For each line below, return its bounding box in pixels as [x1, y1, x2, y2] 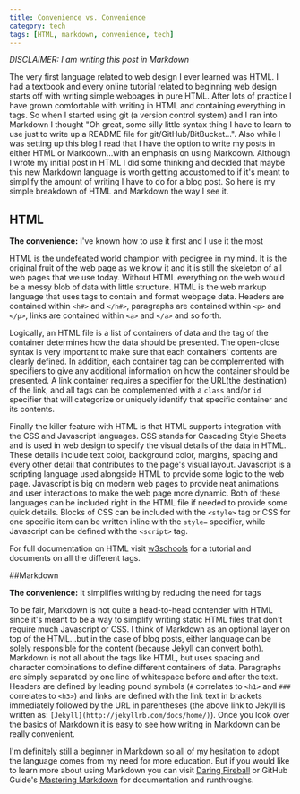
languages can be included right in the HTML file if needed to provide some [9, 497, 288, 508]
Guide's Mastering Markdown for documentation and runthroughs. [9, 774, 254, 785]
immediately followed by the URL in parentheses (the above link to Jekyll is [9, 700, 286, 711]
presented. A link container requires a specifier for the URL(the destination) [9, 375, 287, 386]
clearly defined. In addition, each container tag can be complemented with [9, 356, 285, 367]
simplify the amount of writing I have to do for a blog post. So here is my [9, 177, 276, 187]
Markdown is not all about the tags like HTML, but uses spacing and [9, 652, 260, 663]
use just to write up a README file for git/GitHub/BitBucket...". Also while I [9, 129, 281, 140]
